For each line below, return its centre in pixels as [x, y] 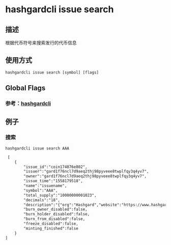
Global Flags [25, 88]
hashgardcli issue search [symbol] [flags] [52, 72]
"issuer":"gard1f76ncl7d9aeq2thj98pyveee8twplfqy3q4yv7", [86, 171]
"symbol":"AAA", [41, 190]
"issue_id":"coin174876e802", [55, 167]
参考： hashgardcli [28, 104]
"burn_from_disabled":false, [54, 219]
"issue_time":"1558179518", [53, 181]
